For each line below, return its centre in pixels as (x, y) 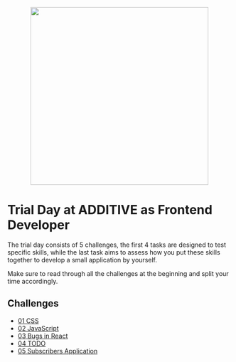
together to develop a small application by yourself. (82, 260)
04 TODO (32, 343)
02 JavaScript (38, 328)
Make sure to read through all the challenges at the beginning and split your (118, 273)
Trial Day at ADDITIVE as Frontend (110, 210)
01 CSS (28, 321)
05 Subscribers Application (58, 351)
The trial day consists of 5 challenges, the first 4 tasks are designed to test (117, 245)
